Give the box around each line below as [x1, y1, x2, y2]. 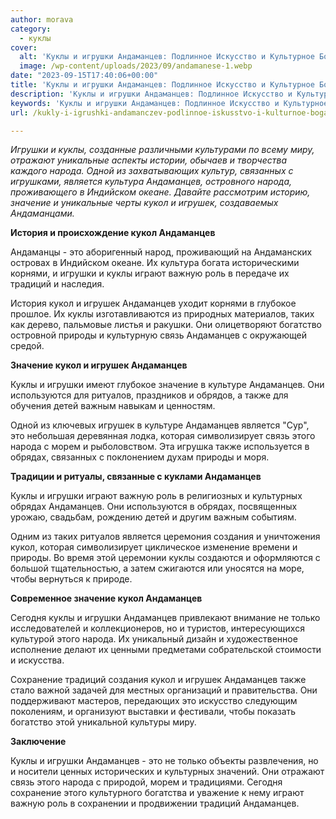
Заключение [10, 736, 67, 748]
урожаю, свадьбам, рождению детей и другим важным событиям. [10, 511, 297, 523]
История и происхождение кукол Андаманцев [10, 227, 216, 239]
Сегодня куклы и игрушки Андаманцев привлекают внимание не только [10, 612, 321, 624]
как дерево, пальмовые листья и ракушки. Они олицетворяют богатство [10, 319, 322, 331]
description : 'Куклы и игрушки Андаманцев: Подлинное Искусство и [10, 89, 293, 99]
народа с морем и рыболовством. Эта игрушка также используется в [10, 441, 310, 453]
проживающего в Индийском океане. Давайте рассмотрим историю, [10, 186, 311, 198]
